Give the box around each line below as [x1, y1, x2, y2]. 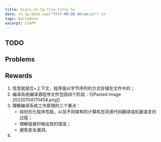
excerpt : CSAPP [5, 20, 36, 26]
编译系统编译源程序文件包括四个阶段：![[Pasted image [12, 91, 121, 97]
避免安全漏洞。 [19, 127, 50, 133]
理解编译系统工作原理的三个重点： [12, 103, 81, 108]
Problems [5, 55, 35, 64]
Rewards [5, 71, 33, 80]
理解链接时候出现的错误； [19, 121, 71, 126]
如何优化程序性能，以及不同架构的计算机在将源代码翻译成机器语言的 [19, 108, 157, 114]
